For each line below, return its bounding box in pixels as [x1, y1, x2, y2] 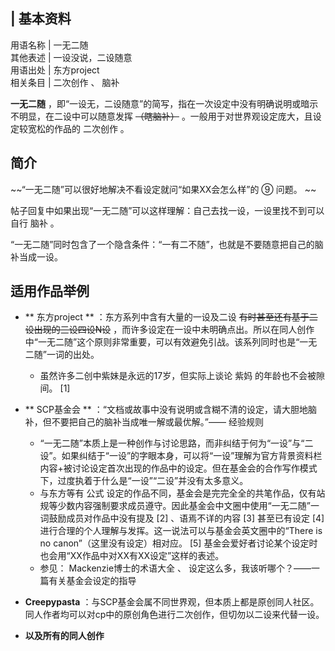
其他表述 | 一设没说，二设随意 [10, 51, 133, 63]
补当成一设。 [10, 250, 63, 263]
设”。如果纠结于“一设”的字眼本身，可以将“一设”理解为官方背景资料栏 [39, 450, 323, 462]
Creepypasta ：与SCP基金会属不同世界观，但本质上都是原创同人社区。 [24, 596, 320, 608]
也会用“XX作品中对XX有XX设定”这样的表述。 [39, 550, 225, 562]
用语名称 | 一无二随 [10, 39, 89, 51]
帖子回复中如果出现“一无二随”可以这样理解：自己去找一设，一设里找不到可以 [10, 204, 325, 216]
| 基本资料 [10, 10, 72, 28]
